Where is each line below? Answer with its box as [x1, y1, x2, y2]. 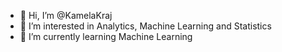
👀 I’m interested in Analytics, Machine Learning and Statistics [19, 20, 272, 32]
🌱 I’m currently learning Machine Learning [19, 31, 193, 42]
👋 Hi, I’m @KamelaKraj [19, 10, 113, 21]
